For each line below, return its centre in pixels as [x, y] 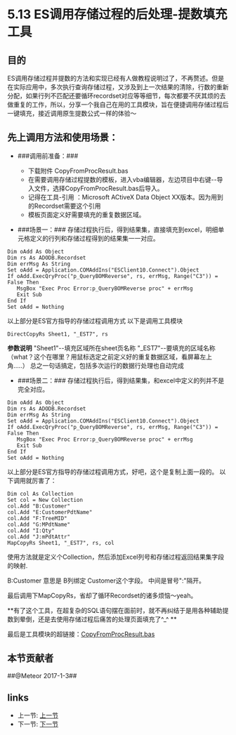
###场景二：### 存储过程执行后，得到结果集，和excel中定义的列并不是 [121, 380]
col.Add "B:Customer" [39, 506]
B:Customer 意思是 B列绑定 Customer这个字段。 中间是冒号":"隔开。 [106, 581]
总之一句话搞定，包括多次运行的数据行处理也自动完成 [107, 365]
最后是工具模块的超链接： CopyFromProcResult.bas [81, 634]
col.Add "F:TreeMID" [38, 518]
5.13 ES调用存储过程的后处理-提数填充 [117, 14]
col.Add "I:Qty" [31, 531]
